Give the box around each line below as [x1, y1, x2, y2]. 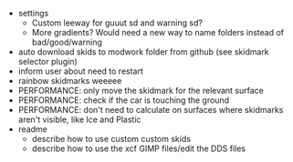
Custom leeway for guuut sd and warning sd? [31, 17, 204, 28]
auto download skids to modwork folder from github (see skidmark [17, 46, 269, 57]
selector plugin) [17, 56, 78, 66]
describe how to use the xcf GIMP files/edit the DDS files [31, 143, 246, 154]
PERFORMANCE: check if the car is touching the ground [17, 95, 230, 106]
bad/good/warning [31, 36, 103, 47]
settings [17, 8, 49, 18]
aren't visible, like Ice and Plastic [17, 114, 141, 125]
